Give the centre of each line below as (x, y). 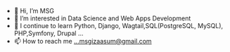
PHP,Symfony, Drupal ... (49, 33)
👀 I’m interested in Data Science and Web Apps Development (102, 18)
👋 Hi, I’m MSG (34, 11)
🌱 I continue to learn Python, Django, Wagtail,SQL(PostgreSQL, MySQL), (119, 26)
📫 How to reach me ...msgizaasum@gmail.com (83, 41)
